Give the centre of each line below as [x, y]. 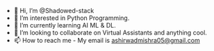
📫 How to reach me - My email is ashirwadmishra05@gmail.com [107, 40]
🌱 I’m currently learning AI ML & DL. [65, 25]
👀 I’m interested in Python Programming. [72, 18]
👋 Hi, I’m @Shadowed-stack [54, 11]
